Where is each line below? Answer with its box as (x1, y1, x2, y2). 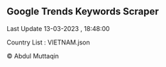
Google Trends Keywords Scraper (6, 6, 159, 18)
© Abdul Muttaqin (6, 51, 60, 60)
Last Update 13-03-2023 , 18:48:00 (6, 24, 111, 32)
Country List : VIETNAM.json (6, 38, 90, 47)
